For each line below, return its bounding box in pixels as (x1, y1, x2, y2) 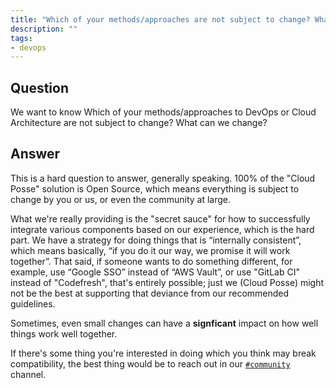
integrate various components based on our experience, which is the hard (10, 223, 315, 235)
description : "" (10, 24, 78, 34)
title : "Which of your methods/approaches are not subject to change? (10, 14, 311, 25)
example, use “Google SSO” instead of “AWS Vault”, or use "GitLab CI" (10, 266, 300, 278)
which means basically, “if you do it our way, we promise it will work (10, 244, 291, 256)
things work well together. (10, 327, 118, 340)
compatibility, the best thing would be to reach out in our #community (10, 357, 291, 370)
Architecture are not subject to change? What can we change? (10, 117, 268, 129)
